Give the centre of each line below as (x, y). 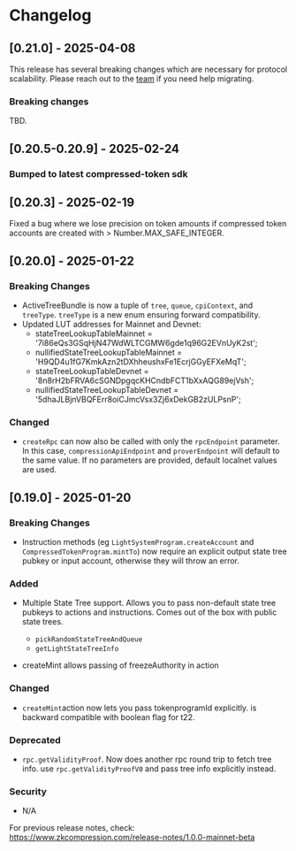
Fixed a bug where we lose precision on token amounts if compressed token (148, 224)
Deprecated (35, 740)
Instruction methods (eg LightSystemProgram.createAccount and (138, 542)
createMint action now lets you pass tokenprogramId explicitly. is (139, 708)
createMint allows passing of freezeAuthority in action (120, 665)
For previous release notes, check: (72, 828)
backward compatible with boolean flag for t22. (108, 717)
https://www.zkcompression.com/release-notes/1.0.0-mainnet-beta (132, 838)
